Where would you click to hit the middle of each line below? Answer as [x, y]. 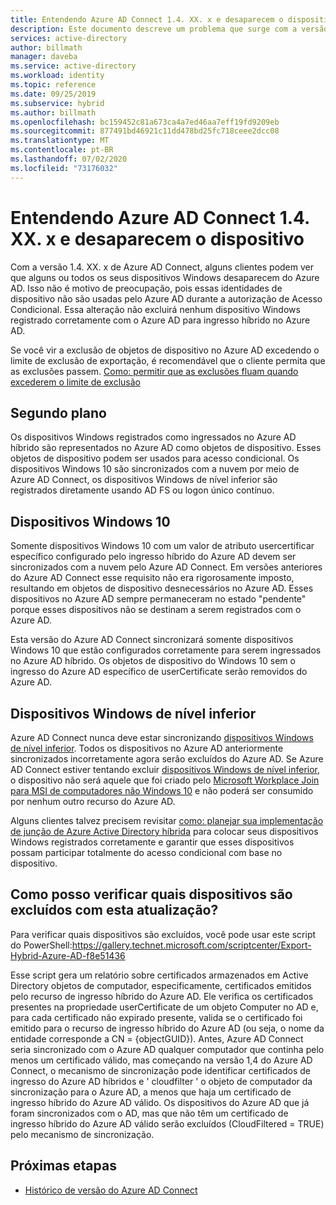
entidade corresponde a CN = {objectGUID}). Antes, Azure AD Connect [157, 1038]
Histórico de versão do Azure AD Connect [111, 1190]
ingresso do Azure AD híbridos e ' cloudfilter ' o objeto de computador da [161, 1081]
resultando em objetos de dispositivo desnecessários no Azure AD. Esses [162, 588]
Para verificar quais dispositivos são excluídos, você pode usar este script [163, 934]
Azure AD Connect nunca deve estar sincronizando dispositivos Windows [162, 737]
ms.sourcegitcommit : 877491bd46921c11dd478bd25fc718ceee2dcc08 [145, 131]
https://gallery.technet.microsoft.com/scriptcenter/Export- [191, 945]
